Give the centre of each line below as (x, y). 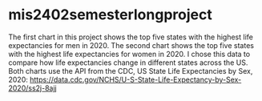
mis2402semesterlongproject (110, 15)
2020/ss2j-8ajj (33, 88)
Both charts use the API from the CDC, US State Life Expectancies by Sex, (131, 71)
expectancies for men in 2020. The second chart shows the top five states (131, 45)
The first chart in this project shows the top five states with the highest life (131, 37)
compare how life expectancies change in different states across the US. (128, 63)
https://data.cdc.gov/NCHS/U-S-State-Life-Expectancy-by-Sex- (135, 79)
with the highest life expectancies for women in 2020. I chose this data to (129, 54)
